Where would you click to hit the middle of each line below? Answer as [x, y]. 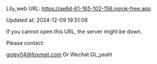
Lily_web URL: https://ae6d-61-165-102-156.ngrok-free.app [78, 9]
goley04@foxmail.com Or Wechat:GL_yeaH [59, 55]
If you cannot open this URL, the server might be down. [74, 31]
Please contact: [25, 43]
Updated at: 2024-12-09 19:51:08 [47, 20]
